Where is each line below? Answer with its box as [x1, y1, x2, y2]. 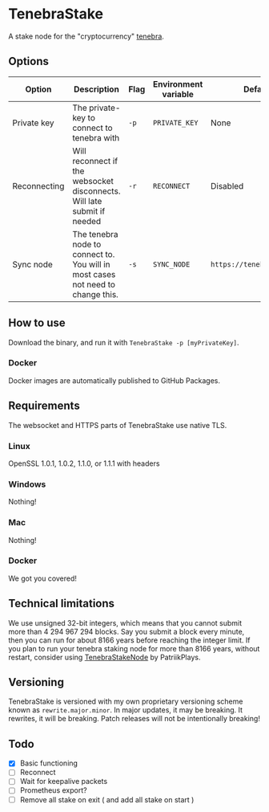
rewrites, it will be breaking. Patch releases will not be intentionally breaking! [8, 714, 260, 724]
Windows [8, 479, 46, 490]
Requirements [8, 399, 80, 413]
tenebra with [71, 132, 120, 143]
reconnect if [71, 155, 118, 166]
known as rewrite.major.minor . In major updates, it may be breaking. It [8, 705, 243, 715]
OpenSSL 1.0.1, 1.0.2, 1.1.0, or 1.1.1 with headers [8, 459, 160, 468]
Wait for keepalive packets [19, 777, 108, 786]
